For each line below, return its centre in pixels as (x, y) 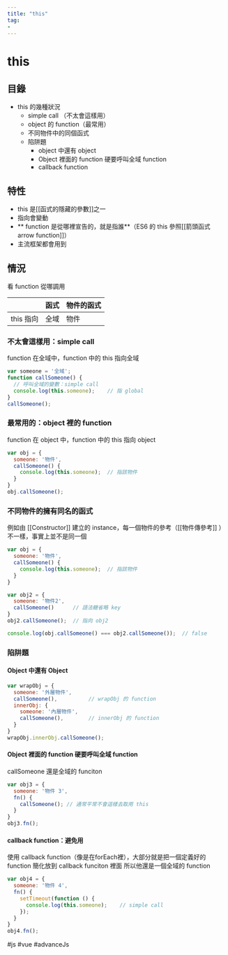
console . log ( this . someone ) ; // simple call (94, 905)
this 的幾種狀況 (39, 107)
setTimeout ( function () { (58, 898)
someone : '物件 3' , (41, 791)
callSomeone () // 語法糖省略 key (67, 608)
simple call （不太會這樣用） (68, 115)
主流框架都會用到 (42, 244)
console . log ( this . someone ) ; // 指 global (79, 391)
